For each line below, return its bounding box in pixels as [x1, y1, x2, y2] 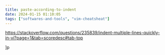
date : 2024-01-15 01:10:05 [5, 12, 61, 17]
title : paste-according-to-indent [5, 7, 77, 12]
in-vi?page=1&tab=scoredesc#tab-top [5, 35, 83, 41]
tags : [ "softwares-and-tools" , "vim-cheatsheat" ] [5, 16, 110, 21]
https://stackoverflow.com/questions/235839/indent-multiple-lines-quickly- [5, 30, 160, 36]
